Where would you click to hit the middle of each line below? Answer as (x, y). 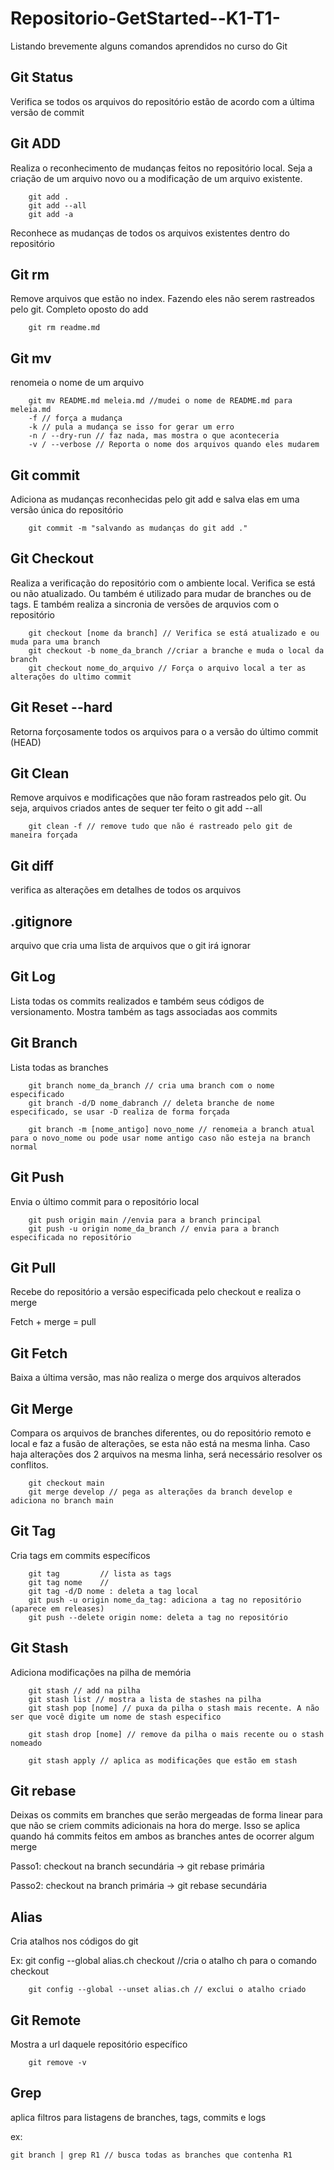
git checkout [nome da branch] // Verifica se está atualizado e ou (174, 633)
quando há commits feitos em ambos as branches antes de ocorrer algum (162, 1836)
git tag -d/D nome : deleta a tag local (113, 1591)
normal (24, 1147)
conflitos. (29, 1464)
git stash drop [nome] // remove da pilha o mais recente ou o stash (176, 1734)
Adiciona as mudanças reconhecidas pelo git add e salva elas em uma (155, 499)
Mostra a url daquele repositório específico (99, 2044)
